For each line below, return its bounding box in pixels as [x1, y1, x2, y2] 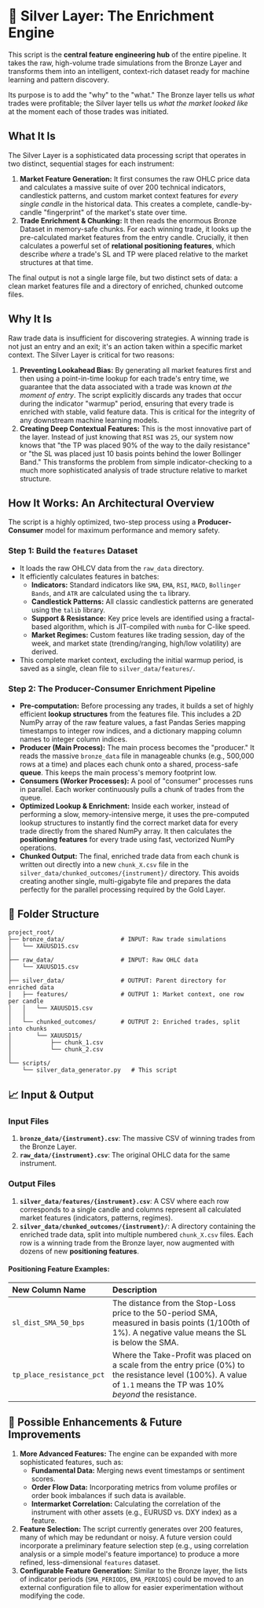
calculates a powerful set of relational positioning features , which [19, 241, 236, 250]
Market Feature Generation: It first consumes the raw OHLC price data [19, 174, 251, 183]
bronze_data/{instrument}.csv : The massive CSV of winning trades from [19, 1134, 255, 1143]
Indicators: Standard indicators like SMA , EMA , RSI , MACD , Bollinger [31, 580, 241, 589]
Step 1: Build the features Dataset [8, 546, 138, 557]
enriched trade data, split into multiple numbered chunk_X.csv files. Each [19, 1230, 254, 1239]
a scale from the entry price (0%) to [112, 1360, 245, 1371]
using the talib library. [31, 605, 106, 614]
